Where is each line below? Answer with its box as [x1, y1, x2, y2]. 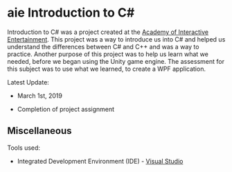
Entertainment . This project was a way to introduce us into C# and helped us [7, 35, 226, 43]
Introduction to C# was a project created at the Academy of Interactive [7, 28, 209, 36]
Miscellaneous [7, 125, 72, 137]
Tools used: [7, 144, 40, 152]
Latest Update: [7, 78, 50, 86]
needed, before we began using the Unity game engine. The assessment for [7, 57, 225, 65]
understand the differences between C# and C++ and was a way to [7, 42, 199, 51]
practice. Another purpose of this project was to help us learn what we [7, 50, 209, 58]
